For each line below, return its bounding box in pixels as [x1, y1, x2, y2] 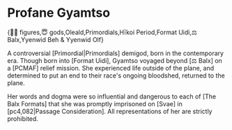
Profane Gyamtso [7, 5, 110, 21]
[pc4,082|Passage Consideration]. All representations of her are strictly [7, 107, 212, 115]
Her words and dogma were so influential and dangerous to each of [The [7, 92, 217, 101]
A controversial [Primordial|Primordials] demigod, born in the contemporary [7, 49, 224, 57]
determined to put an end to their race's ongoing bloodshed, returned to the [7, 71, 225, 80]
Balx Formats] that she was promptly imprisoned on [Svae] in [7, 99, 183, 108]
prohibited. [7, 114, 38, 123]
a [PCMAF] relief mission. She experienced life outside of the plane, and [7, 64, 215, 72]
